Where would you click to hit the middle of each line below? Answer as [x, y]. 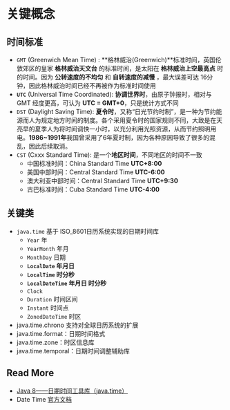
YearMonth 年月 [48, 248]
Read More [30, 373]
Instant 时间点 [48, 308]
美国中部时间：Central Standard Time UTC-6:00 [96, 172]
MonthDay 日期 [46, 257]
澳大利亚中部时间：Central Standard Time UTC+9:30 [103, 181]
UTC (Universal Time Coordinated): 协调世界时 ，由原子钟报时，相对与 [114, 94]
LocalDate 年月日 [51, 265]
